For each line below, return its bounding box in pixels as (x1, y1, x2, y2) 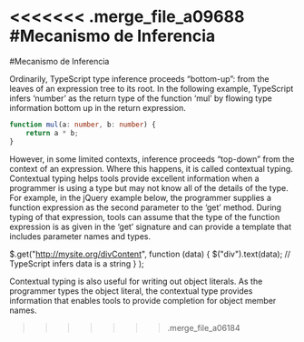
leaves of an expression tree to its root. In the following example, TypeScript (9, 83, 294, 94)
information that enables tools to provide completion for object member (9, 295, 277, 306)
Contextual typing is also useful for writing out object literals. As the (9, 276, 263, 287)
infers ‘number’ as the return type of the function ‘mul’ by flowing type (9, 93, 272, 104)
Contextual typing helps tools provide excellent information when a (9, 173, 260, 184)
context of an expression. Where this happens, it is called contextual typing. (9, 163, 293, 174)
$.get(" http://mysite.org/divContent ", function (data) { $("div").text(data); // (9, 248, 291, 259)
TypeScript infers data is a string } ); (9, 257, 145, 269)
